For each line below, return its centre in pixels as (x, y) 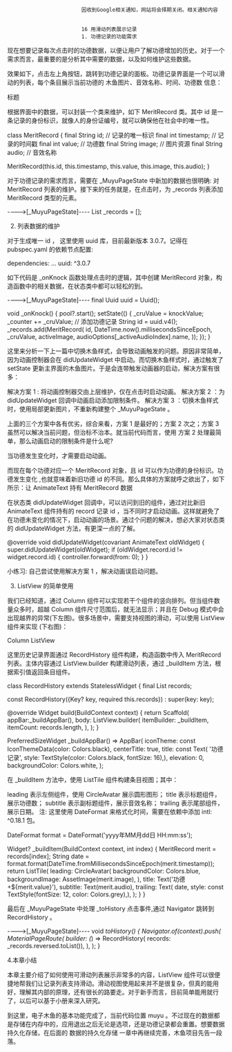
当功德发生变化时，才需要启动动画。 (59, 456)
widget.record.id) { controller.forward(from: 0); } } (78, 557)
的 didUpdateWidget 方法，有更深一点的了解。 (73, 528)
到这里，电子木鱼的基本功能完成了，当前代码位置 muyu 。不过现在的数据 (110, 1015)
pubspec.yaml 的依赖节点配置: (50, 249)
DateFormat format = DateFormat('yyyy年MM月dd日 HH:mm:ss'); (100, 835)
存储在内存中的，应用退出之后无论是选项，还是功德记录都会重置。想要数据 (119, 1024)
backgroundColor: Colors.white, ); (55, 765)
